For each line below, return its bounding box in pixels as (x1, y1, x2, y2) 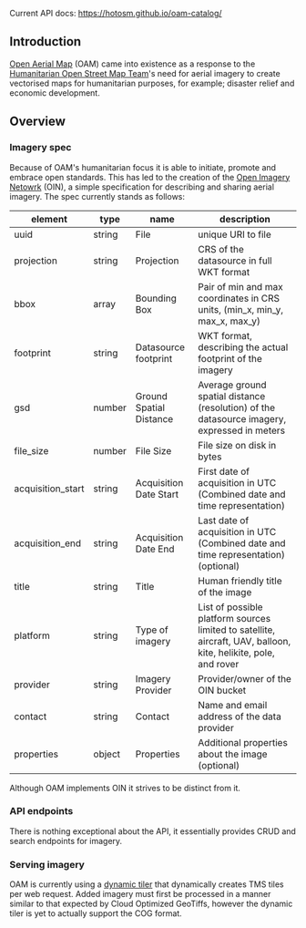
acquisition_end (14, 537, 82, 550)
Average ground (198, 378, 267, 391)
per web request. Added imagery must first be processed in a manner (9, 889, 271, 900)
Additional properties (198, 736, 289, 748)
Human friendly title (198, 574, 282, 587)
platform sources (198, 612, 271, 624)
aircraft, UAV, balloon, (198, 634, 291, 647)
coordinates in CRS (198, 292, 280, 304)
